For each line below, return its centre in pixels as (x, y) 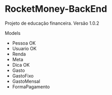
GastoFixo (23, 75)
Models (13, 33)
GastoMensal (26, 81)
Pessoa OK (24, 43)
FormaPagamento (31, 87)
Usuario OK (24, 48)
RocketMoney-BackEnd (56, 9)
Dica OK (21, 65)
